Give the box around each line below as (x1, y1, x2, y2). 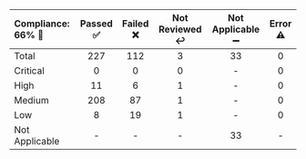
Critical (14, 65, 46, 76)
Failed (121, 17, 149, 30)
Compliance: (14, 17, 70, 30)
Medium (14, 94, 49, 106)
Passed (80, 17, 114, 30)
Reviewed (158, 23, 202, 35)
